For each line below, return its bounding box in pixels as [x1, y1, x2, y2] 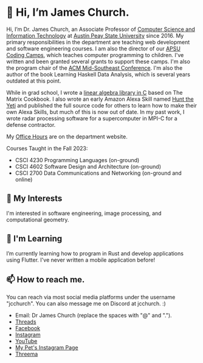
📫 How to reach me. [6, 274, 85, 285]
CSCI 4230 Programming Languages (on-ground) [15, 156, 140, 163]
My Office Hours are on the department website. [6, 133, 128, 140]
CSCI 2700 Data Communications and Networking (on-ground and [15, 169, 182, 177]
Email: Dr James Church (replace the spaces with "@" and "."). [15, 312, 172, 319]
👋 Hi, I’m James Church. [6, 5, 129, 19]
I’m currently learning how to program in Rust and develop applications [6, 249, 184, 257]
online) [15, 175, 33, 183]
